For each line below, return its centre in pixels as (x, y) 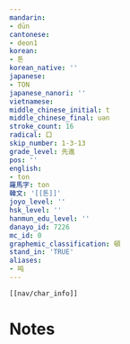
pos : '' (24, 160)
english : (26, 168)
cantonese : (30, 34)
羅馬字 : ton (30, 186)
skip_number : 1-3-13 (48, 143)
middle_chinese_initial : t (60, 110)
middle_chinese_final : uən (60, 118)
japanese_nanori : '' (48, 93)
